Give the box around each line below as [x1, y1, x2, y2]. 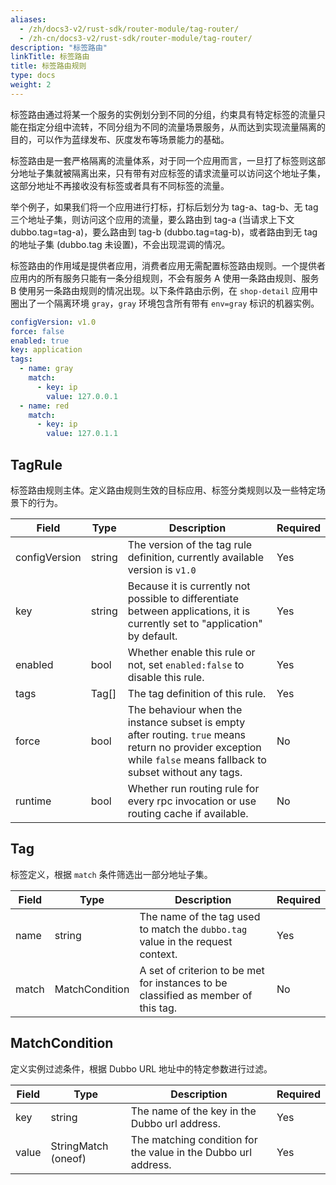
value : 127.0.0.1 [46, 391, 118, 401]
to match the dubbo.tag [139, 922, 248, 936]
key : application [10, 345, 83, 355]
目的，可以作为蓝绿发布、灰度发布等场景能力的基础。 [10, 133, 230, 145]
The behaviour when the [127, 702, 243, 716]
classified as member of [139, 988, 253, 1002]
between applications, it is [127, 604, 251, 618]
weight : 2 [10, 80, 52, 90]
